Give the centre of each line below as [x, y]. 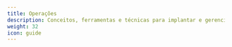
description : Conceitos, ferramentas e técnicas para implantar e [105, 20]
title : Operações [32, 13]
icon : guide [24, 33]
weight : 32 [23, 26]
